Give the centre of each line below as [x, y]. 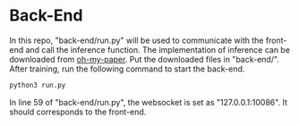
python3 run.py [38, 85]
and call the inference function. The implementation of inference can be [158, 49]
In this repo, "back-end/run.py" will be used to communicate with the [137, 40]
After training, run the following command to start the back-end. [127, 69]
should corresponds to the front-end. [78, 112]
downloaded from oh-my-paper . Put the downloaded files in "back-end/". [145, 59]
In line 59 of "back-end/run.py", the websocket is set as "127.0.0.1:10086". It [149, 102]
